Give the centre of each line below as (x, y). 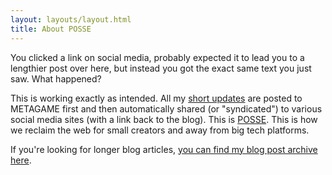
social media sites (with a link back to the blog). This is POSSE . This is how (164, 119)
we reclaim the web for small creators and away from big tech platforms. (160, 130)
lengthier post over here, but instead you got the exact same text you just (161, 68)
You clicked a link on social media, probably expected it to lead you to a (157, 57)
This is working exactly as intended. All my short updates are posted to (156, 98)
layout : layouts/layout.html (71, 19)
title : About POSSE (51, 29)
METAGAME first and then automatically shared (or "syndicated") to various (166, 108)
